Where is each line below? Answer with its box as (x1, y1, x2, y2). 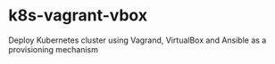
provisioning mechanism (8, 44, 99, 54)
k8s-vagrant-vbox (8, 5, 148, 26)
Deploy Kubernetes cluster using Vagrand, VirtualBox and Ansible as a (8, 35, 267, 45)
